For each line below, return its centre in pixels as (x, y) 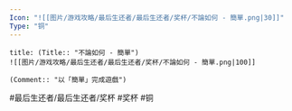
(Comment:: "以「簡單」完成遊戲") (68, 79)
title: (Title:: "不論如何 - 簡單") (74, 52)
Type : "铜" (29, 26)
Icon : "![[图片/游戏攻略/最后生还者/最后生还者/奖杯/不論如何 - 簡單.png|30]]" (147, 18)
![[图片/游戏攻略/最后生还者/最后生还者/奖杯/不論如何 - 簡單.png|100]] (132, 62)
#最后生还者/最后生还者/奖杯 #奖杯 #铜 (81, 97)
